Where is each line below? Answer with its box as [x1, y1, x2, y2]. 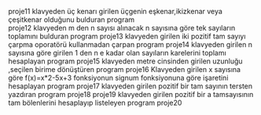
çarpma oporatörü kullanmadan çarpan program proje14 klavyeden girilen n [8, 40, 253, 49]
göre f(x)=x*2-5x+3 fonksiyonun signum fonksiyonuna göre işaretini [8, 74, 229, 82]
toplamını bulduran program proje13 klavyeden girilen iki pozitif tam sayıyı [8, 31, 246, 41]
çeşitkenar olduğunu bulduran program [8, 15, 135, 24]
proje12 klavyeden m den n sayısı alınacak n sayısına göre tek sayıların [8, 23, 236, 32]
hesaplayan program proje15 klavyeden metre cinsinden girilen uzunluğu [8, 56, 243, 66]
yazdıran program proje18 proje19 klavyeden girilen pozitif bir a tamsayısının [8, 90, 254, 99]
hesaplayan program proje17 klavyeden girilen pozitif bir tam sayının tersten [8, 81, 253, 91]
